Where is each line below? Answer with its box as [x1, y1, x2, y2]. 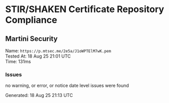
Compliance [5, 14, 57, 26]
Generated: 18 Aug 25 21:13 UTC [5, 92, 73, 98]
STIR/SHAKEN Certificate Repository [5, 4, 164, 15]
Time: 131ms [5, 59, 31, 64]
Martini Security [5, 34, 58, 43]
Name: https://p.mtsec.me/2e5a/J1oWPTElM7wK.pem [5, 48, 112, 54]
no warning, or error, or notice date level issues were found [5, 82, 129, 89]
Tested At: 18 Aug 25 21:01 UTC [5, 53, 71, 59]
